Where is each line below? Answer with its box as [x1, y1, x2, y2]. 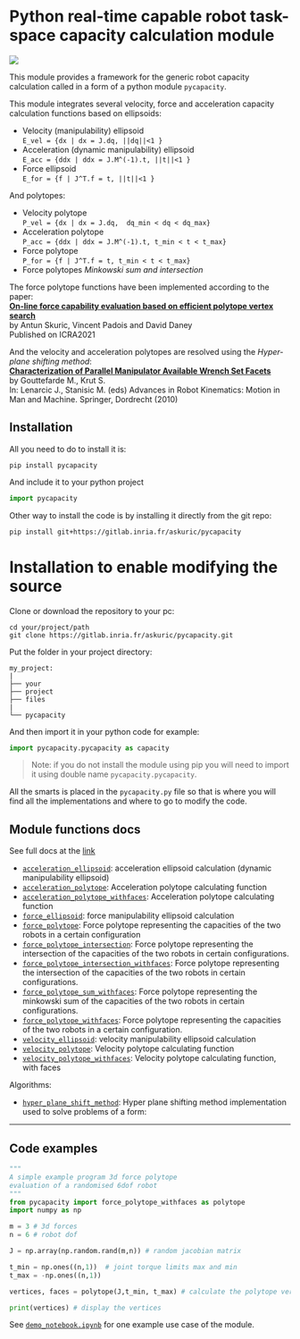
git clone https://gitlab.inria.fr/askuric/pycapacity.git [9, 630, 234, 640]
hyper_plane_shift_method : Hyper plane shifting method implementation [21, 1097, 287, 1107]
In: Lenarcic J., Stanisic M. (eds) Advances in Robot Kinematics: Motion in [9, 384, 280, 395]
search [9, 310, 36, 321]
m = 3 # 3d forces [9, 1222, 78, 1231]
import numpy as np [9, 1206, 82, 1215]
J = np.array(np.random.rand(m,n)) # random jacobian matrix [9, 1247, 242, 1256]
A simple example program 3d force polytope [9, 1173, 178, 1182]
